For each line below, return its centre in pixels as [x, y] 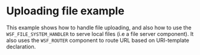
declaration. [21, 47]
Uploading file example [66, 11]
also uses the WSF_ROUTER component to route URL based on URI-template [98, 40]
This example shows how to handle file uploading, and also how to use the [99, 27]
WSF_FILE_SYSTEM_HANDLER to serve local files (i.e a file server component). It [100, 33]
